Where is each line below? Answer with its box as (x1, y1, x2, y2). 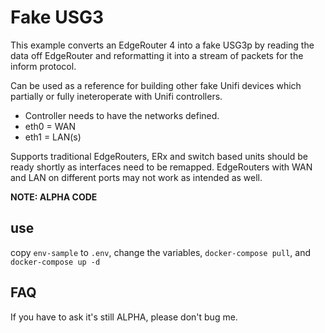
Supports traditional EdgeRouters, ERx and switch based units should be (10, 150, 308, 162)
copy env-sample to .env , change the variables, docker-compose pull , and (10, 246, 312, 258)
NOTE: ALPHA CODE (10, 191, 98, 203)
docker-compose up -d (10, 257, 101, 267)
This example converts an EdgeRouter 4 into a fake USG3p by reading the (10, 39, 315, 51)
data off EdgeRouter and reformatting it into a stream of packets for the (10, 49, 304, 61)
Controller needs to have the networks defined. (24, 109, 220, 121)
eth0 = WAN (24, 120, 76, 132)
